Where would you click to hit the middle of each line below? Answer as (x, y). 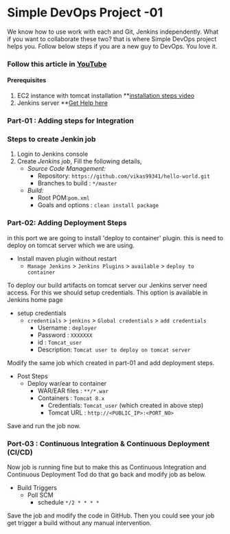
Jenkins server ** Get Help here (62, 103)
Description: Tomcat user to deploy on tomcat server (114, 349)
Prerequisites (27, 80)
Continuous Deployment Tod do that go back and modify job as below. (107, 474)
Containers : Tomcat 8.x (71, 398)
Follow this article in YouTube (57, 64)
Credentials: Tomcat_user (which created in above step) (126, 405)
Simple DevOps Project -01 (85, 13)
